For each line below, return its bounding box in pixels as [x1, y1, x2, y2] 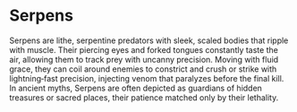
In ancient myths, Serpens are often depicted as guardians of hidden [9, 82, 262, 93]
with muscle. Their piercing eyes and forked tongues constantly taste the [9, 44, 279, 55]
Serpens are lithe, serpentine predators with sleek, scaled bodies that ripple [9, 35, 289, 46]
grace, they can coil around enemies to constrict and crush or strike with [9, 64, 277, 74]
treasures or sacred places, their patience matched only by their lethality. [9, 91, 279, 103]
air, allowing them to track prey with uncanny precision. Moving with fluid [9, 54, 279, 65]
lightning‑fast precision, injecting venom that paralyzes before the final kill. [9, 73, 284, 83]
